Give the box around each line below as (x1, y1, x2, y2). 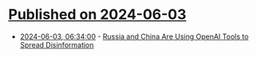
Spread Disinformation (19, 40, 94, 49)
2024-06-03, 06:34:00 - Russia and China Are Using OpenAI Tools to (19, 32, 249, 41)
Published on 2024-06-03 (8, 6, 187, 24)
